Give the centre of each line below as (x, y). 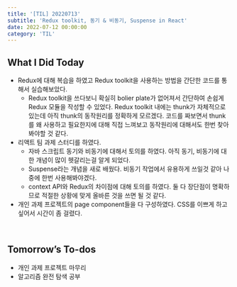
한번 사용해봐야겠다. (69, 178)
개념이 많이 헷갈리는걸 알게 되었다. (83, 160)
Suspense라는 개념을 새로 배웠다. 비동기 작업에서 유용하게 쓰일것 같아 (125, 169)
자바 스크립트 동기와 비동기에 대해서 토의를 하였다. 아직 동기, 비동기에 (124, 151)
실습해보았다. (49, 89)
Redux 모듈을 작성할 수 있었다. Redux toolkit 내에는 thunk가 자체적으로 (127, 107)
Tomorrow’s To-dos (52, 250)
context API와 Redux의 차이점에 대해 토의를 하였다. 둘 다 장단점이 (119, 187)
